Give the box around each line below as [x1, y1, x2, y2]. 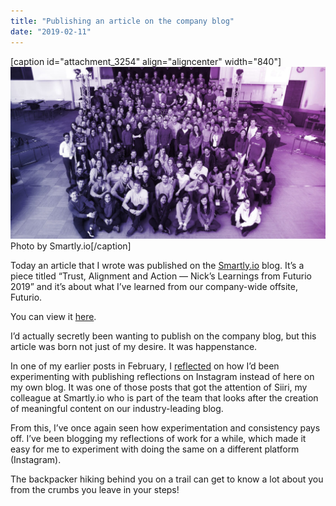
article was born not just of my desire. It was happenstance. [10, 340, 258, 352]
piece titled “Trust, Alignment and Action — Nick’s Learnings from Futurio [10, 270, 312, 282]
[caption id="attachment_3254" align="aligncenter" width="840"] [10, 55, 282, 67]
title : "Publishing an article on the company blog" [10, 16, 235, 26]
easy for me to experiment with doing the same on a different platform [10, 443, 300, 455]
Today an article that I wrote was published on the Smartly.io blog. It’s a [10, 259, 305, 271]
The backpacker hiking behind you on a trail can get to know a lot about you [10, 473, 324, 485]
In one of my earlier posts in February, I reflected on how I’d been [10, 360, 280, 372]
